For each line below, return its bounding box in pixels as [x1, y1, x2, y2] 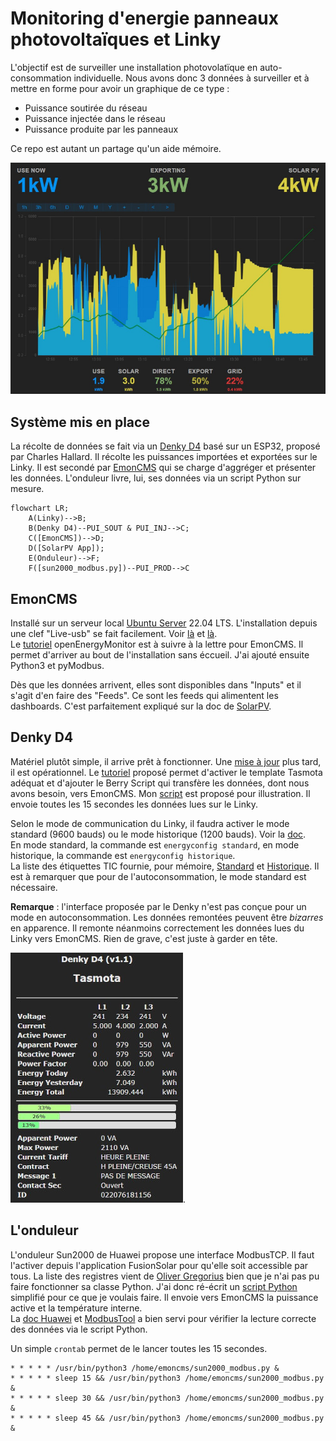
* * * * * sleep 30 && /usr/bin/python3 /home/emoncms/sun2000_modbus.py [10, 1393, 325, 1403]
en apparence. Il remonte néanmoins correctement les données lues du [10, 922, 305, 934]
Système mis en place [10, 413, 150, 431]
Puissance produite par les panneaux [24, 123, 179, 135]
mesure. [10, 483, 45, 495]
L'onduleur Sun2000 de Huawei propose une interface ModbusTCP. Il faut [10, 1248, 315, 1261]
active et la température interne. [10, 1302, 143, 1314]
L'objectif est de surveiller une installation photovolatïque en [10, 61, 258, 73]
